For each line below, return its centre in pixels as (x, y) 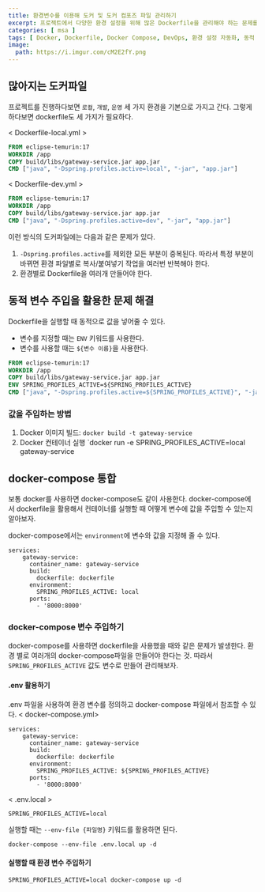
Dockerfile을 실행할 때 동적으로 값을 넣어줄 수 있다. (87, 321)
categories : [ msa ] (42, 30)
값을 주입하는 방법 (40, 414)
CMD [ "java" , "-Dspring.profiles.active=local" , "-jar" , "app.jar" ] (123, 169)
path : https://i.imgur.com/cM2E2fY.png (81, 52)
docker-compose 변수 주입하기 (66, 627)
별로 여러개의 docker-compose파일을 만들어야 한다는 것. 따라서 (114, 656)
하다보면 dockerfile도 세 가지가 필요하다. (71, 116)
